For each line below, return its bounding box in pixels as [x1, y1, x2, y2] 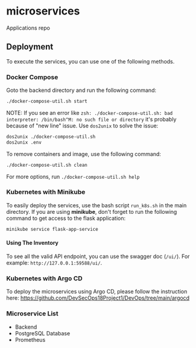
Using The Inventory [6, 239, 59, 246]
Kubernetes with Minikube [6, 188, 86, 196]
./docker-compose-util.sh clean [6, 162, 87, 168]
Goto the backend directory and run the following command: [6, 86, 157, 94]
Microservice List [6, 309, 58, 318]
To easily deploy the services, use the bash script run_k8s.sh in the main [6, 201, 187, 209]
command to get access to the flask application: [6, 214, 125, 222]
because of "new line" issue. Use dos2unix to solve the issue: [6, 122, 159, 129]
